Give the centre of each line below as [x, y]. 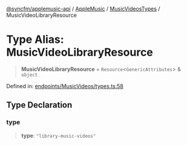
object [29, 75]
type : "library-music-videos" [58, 135]
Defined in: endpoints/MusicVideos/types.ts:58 [65, 86]
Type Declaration [39, 105]
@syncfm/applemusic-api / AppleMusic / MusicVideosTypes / [83, 9]
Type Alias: [35, 40]
